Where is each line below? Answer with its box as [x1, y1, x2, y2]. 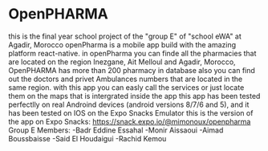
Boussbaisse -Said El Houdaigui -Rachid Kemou [8, 133, 167, 143]
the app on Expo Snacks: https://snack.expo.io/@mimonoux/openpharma [8, 116, 251, 126]
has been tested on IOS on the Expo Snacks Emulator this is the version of [8, 108, 254, 117]
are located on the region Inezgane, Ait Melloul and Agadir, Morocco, [8, 57, 236, 67]
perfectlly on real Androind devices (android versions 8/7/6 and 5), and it [8, 100, 250, 109]
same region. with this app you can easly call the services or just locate [8, 82, 245, 92]
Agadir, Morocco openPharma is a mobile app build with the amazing [8, 39, 237, 49]
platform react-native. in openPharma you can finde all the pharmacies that [8, 48, 257, 58]
